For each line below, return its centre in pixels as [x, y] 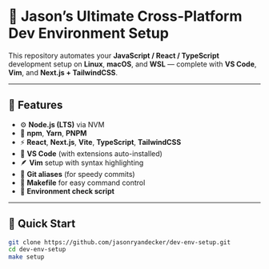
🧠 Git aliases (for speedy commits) [77, 174]
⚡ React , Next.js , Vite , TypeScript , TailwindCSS [100, 142]
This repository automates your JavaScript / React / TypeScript [114, 55]
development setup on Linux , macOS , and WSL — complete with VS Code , [132, 64]
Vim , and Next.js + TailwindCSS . [63, 72]
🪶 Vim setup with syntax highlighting [82, 163]
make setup [26, 257]
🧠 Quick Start [42, 224]
